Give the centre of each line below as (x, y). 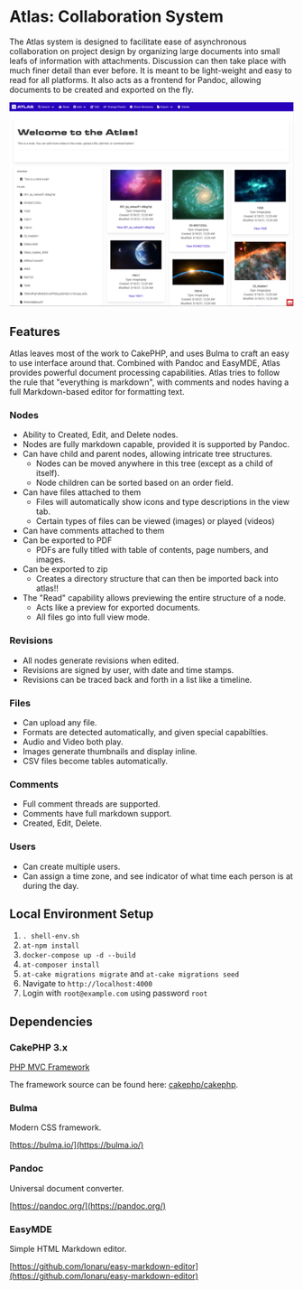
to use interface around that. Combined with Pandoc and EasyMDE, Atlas (145, 363)
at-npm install (51, 946)
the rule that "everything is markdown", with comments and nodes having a (149, 382)
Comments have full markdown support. (97, 814)
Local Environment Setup (82, 914)
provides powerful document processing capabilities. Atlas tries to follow (145, 373)
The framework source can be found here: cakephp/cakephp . (124, 1084)
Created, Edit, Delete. (62, 823)
